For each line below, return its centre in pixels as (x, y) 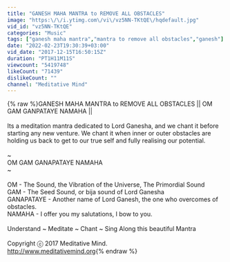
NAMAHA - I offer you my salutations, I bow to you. (80, 214)
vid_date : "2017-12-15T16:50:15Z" (57, 53)
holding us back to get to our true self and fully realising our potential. (106, 141)
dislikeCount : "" (32, 78)
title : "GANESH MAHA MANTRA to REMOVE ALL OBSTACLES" (86, 13)
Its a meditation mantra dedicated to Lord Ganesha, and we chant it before (113, 126)
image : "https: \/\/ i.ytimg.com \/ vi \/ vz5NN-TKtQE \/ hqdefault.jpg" (103, 20)
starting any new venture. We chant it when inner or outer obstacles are (109, 133)
